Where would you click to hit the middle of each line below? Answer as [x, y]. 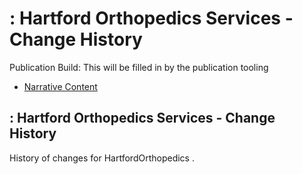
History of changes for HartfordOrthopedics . [102, 158]
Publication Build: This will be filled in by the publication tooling [139, 67]
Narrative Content [60, 86]
